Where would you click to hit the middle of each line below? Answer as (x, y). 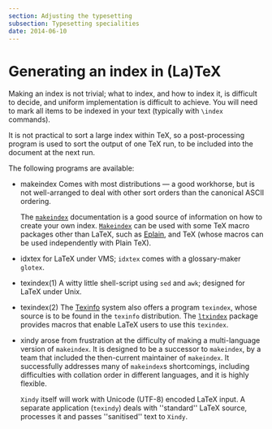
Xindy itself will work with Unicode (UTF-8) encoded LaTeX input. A (133, 400)
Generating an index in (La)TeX (115, 71)
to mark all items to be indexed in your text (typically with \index (116, 111)
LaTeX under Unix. (51, 292)
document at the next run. (52, 153)
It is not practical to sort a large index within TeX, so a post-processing (127, 136)
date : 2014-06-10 (38, 31)
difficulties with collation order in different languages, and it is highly (134, 375)
